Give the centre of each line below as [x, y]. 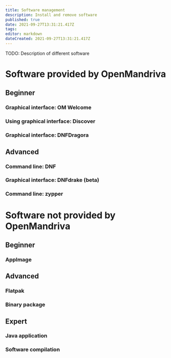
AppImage [18, 259]
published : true [23, 20]
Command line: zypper [34, 194]
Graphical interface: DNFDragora [47, 135]
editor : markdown [24, 34]
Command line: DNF [31, 166]
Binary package [25, 305]
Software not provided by [60, 215]
